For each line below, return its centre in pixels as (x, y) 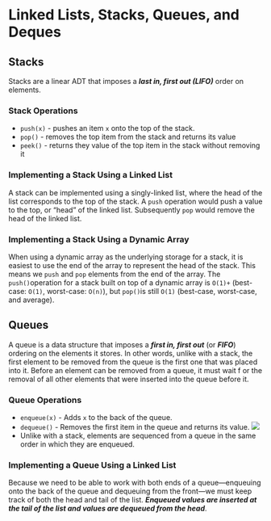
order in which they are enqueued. (77, 444)
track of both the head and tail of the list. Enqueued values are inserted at (133, 500)
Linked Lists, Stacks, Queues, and (124, 15)
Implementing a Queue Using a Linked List (92, 464)
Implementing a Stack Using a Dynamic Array (99, 239)
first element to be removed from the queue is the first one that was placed (133, 362)
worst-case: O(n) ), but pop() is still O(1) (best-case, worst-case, (152, 291)
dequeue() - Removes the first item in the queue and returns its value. (135, 427)
